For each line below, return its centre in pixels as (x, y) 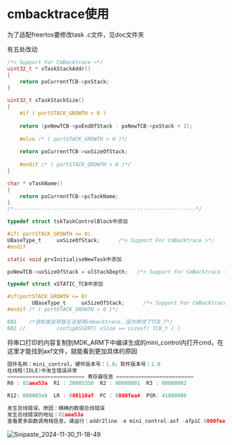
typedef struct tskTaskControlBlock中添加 (68, 221)
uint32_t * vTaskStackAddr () (49, 69)
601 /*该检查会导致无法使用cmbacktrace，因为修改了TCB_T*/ (90, 322)
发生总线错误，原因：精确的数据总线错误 (56, 408)
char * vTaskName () (35, 184)
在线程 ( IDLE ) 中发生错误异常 (42, 370)
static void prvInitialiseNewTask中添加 (65, 259)
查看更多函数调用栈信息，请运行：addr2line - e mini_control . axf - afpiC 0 (107, 421)
